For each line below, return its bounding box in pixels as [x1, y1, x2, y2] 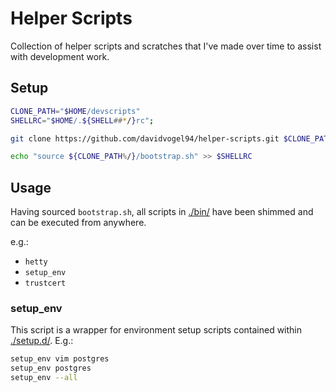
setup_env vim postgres [10, 354, 110, 364]
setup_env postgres [10, 363, 92, 374]
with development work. [10, 50, 110, 62]
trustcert [24, 278, 67, 289]
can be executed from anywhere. [10, 217, 147, 229]
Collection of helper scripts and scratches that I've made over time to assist [10, 40, 322, 52]
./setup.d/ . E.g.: [10, 335, 74, 347]
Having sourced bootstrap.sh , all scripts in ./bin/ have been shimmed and [10, 206, 314, 218]
